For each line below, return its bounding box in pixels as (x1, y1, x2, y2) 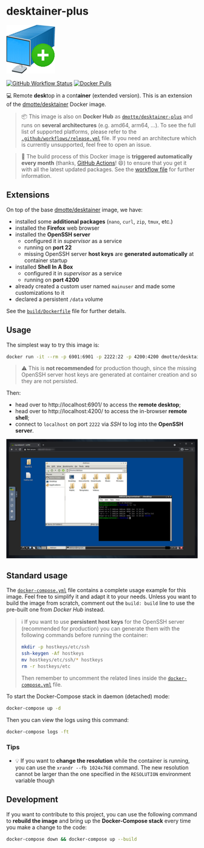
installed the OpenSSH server (15, 230, 90, 238)
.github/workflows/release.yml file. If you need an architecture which (21, 134, 197, 141)
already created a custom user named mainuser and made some (15, 282, 175, 290)
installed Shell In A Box (15, 263, 73, 270)
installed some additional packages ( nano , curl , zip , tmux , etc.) (15, 217, 173, 225)
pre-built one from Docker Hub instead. (6, 606, 105, 613)
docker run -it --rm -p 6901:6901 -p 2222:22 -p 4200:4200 (6, 353, 159, 360)
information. (21, 172, 52, 179)
